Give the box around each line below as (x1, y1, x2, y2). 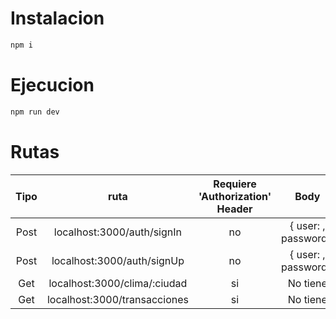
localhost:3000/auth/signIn (53, 225, 183, 239)
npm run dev (10, 107, 60, 117)
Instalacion (10, 7, 105, 30)
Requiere (213, 177, 257, 191)
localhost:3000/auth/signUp (51, 253, 185, 267)
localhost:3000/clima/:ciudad (48, 276, 188, 290)
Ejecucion (10, 74, 95, 96)
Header (216, 202, 253, 216)
